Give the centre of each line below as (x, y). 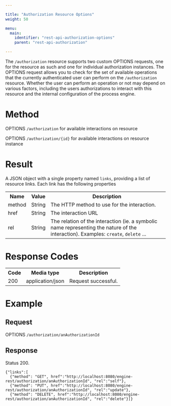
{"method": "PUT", (30, 385)
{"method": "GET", (30, 376)
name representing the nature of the (94, 227)
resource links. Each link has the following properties (61, 184)
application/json (45, 281)
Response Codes (42, 257)
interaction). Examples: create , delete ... (98, 234)
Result (19, 165)
